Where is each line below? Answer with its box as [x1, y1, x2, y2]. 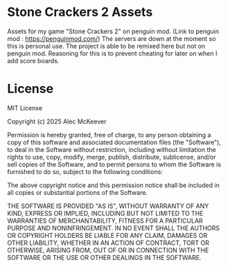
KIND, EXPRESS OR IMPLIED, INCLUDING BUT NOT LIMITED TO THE [7, 209, 204, 217]
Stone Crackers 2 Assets [7, 4, 153, 20]
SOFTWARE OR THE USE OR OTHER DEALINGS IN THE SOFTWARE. [7, 253, 202, 261]
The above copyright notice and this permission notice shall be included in [7, 181, 220, 189]
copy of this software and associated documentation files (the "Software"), [7, 138, 222, 146]
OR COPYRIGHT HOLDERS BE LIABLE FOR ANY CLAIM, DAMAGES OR [7, 231, 208, 239]
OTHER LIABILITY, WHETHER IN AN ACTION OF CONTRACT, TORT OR [7, 239, 209, 247]
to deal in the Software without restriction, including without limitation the [7, 145, 216, 153]
